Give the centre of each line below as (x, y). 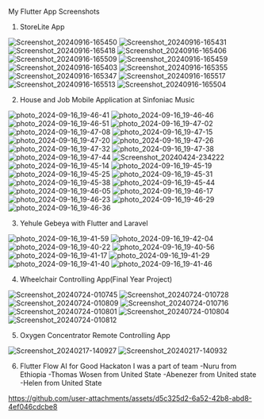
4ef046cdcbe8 (33, 407)
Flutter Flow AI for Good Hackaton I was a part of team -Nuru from (128, 366)
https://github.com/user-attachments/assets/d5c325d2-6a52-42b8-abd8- (130, 398)
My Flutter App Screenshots (54, 12)
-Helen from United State (61, 383)
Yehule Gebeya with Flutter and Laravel (84, 223)
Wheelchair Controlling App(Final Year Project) (96, 279)
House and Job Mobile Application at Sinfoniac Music (107, 100)
